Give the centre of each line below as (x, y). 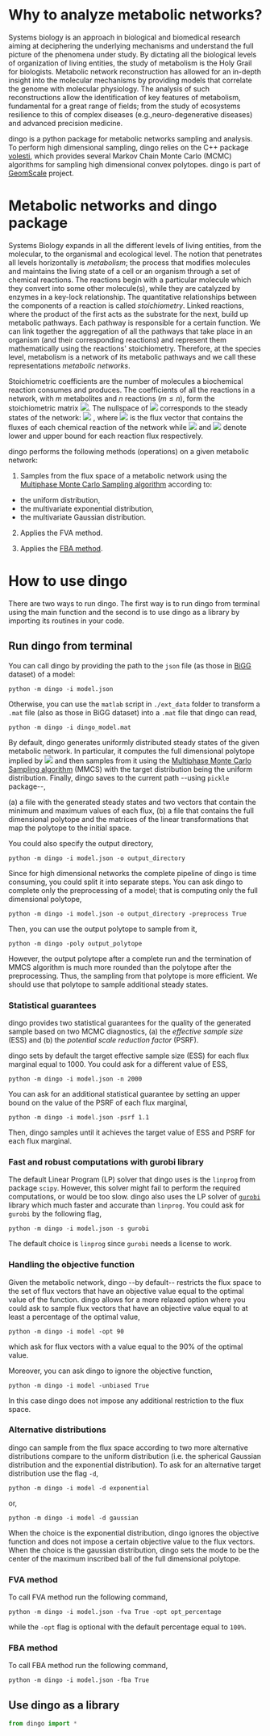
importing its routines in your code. (66, 621)
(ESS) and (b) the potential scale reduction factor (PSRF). (104, 1039)
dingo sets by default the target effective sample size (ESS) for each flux (129, 1056)
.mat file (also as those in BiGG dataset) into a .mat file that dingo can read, (133, 712)
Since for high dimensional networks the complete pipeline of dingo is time (133, 873)
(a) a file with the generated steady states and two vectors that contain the (132, 802)
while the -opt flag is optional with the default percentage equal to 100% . (128, 1627)
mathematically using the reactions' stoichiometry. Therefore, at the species (135, 348)
